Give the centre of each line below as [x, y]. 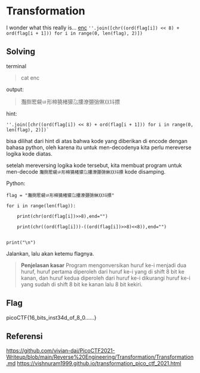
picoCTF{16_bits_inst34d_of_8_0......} [51, 317]
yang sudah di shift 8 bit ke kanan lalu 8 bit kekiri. [81, 284]
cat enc [30, 78]
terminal [16, 66]
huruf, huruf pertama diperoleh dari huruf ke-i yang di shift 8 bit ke [103, 271]
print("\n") [21, 242]
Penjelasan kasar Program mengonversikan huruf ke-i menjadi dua [104, 265]
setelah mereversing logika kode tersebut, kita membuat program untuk [94, 165]
